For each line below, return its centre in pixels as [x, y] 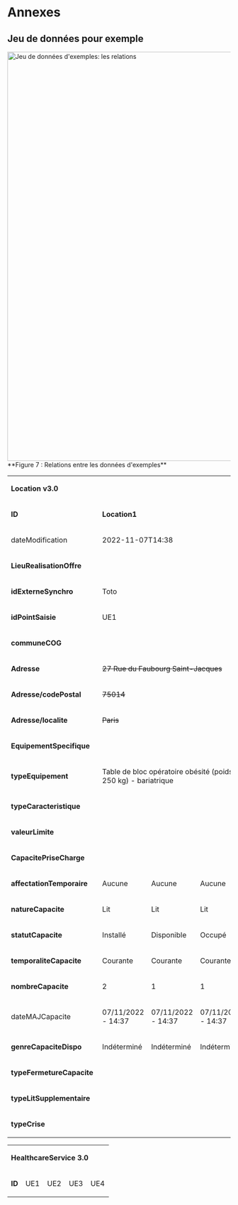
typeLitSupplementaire [51, 1098]
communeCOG [36, 643]
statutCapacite [36, 935]
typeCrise [28, 1124]
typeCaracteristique [46, 806]
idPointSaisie [34, 617]
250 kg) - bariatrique [138, 780]
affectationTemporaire [50, 883]
